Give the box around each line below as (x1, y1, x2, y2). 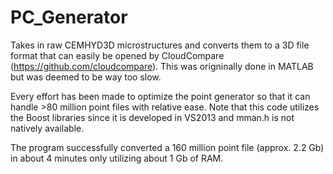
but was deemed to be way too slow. (10, 71, 162, 83)
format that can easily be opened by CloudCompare (10, 49, 225, 61)
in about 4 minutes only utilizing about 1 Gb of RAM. (10, 152, 224, 164)
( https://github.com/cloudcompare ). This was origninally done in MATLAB (10, 60, 314, 72)
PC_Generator (10, 6, 128, 29)
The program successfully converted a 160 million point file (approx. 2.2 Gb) (10, 141, 325, 153)
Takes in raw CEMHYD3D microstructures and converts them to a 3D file (10, 39, 310, 51)
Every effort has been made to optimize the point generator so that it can (10, 90, 311, 102)
